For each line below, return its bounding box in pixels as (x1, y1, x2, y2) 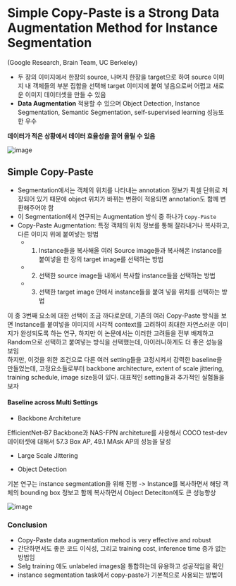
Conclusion (7, 520, 48, 530)
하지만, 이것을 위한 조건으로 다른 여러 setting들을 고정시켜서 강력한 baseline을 (7, 355, 223, 363)
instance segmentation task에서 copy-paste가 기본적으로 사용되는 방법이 (17, 571, 223, 579)
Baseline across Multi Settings (7, 398, 99, 406)
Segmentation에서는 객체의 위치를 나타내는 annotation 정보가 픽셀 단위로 (17, 185, 221, 194)
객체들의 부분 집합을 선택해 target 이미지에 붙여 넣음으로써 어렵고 (32, 81, 211, 89)
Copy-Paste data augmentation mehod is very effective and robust (17, 536, 211, 544)
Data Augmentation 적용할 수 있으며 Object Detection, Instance (17, 99, 201, 107)
